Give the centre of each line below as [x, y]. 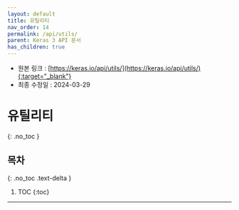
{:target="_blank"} [44, 76]
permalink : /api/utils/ [43, 34]
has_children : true [36, 47]
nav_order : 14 [28, 27]
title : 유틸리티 [28, 21]
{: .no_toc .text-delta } [39, 178]
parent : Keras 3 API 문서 [44, 41]
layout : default [31, 14]
